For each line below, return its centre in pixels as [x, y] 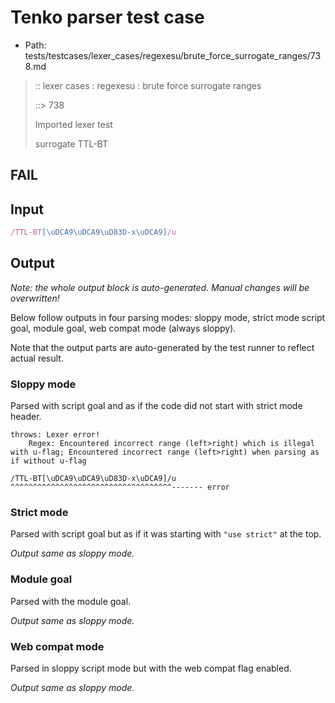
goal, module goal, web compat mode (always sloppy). [123, 328]
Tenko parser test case [107, 17]
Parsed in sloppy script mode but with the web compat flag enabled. [151, 668]
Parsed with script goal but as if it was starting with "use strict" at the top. [166, 534]
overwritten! [35, 298]
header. [26, 417]
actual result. [37, 358]
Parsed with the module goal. [71, 601]
